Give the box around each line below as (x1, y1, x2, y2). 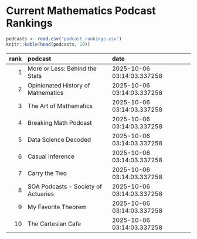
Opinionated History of (27, 81, 90, 89)
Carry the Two (27, 169, 67, 177)
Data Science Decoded (27, 135, 91, 144)
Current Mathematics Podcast (6, 4, 157, 18)
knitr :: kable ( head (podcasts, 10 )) (6, 41, 91, 47)
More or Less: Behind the (27, 64, 97, 73)
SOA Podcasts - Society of (27, 182, 103, 190)
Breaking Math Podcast (27, 118, 92, 127)
